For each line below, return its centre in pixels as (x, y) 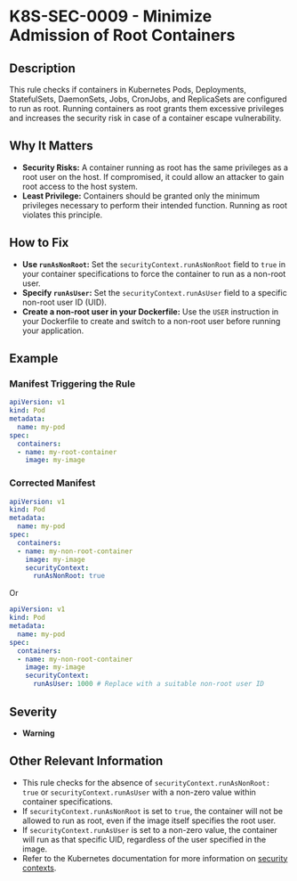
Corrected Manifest (52, 483)
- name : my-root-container (67, 452)
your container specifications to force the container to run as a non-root (154, 273)
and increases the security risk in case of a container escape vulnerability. (145, 118)
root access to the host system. (80, 186)
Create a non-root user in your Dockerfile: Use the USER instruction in (150, 311)
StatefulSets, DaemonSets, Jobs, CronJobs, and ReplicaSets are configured (148, 99)
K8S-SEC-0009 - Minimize (111, 16)
